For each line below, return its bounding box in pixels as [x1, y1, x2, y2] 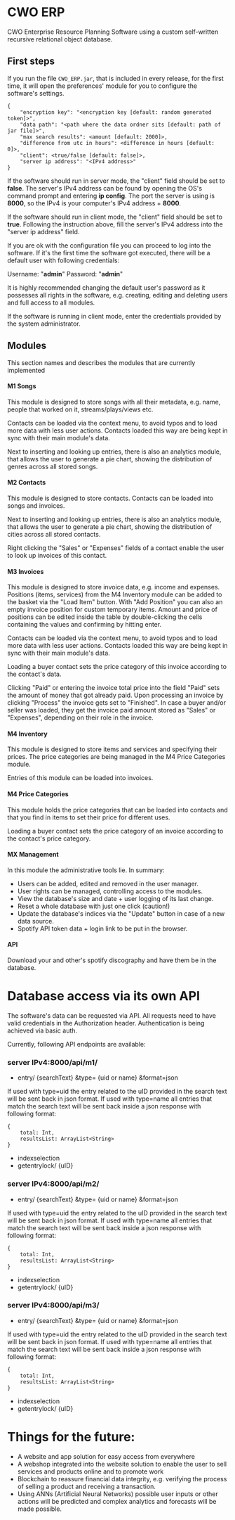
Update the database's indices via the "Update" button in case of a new [17, 909, 225, 918]
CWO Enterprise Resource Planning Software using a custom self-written [7, 27, 219, 36]
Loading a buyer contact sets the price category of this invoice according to [7, 663, 227, 671]
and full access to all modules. [7, 298, 95, 307]
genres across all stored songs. [7, 462, 98, 471]
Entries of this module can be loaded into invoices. [7, 774, 154, 782]
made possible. [17, 1505, 62, 1513]
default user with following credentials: [7, 256, 120, 264]
